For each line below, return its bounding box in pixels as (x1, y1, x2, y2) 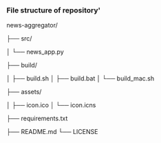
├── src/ (6, 34, 32, 43)
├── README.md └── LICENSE (6, 128, 98, 136)
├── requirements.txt (6, 114, 68, 122)
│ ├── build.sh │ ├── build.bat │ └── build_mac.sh (6, 74, 155, 82)
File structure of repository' (6, 5, 101, 15)
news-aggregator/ (6, 21, 58, 30)
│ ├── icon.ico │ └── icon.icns (6, 101, 96, 109)
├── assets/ (6, 88, 42, 96)
